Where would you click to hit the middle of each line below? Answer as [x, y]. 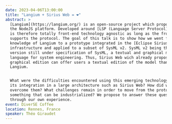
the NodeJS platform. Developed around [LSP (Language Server [78, 29]
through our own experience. [41, 100]
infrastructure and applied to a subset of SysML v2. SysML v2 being [85, 48]
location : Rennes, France [33, 109]
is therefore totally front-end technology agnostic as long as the [84, 34]
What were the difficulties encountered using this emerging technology [89, 81]
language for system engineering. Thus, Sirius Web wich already [81, 57]
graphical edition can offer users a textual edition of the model [83, 62]
